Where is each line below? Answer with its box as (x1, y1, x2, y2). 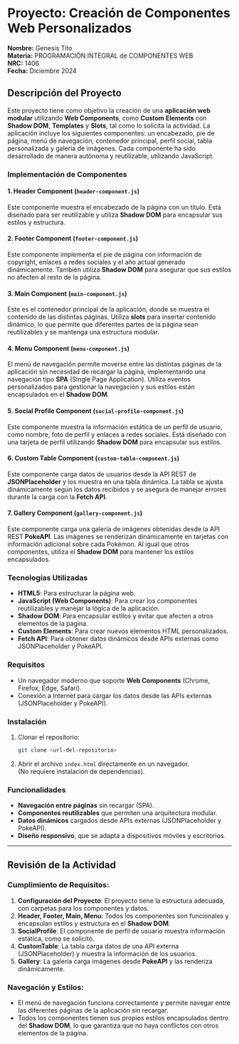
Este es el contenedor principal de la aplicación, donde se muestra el (7, 305, 210, 314)
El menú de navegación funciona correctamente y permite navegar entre (17, 998, 231, 1007)
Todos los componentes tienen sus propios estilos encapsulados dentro (17, 1014, 229, 1023)
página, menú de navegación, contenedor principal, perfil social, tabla (7, 136, 213, 145)
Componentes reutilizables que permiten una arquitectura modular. (17, 809, 218, 817)
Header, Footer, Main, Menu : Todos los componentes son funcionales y (17, 911, 229, 920)
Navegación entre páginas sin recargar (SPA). (17, 801, 154, 810)
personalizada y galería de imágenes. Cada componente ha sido (7, 144, 196, 153)
